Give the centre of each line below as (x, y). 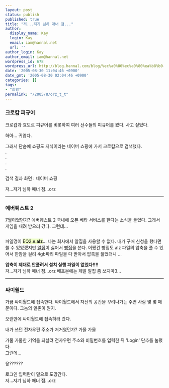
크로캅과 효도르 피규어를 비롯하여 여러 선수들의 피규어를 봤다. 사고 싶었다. (77, 124)
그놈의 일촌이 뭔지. (38, 308)
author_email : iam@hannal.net (37, 57)
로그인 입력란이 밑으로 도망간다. (36, 374)
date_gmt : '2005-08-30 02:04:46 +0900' (47, 76)
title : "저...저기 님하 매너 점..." (39, 24)
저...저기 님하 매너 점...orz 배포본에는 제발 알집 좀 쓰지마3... (63, 271)
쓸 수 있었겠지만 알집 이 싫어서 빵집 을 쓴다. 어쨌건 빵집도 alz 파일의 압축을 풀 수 (82, 247)
